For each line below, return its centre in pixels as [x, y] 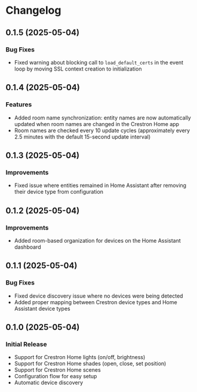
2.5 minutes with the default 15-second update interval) [82, 137]
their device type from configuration [59, 192]
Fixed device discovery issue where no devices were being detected [98, 296]
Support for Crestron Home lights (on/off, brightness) [80, 357]
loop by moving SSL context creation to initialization [78, 69]
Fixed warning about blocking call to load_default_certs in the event [98, 62]
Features [19, 105]
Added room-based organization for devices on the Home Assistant [98, 240]
